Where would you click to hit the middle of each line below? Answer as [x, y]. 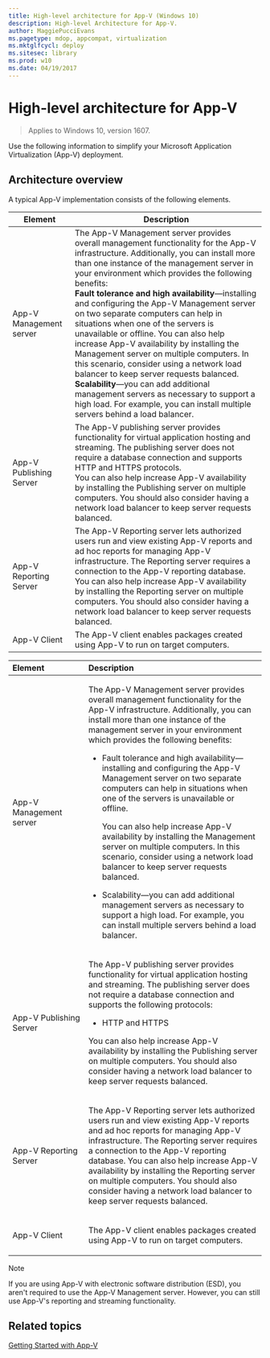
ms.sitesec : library [43, 53]
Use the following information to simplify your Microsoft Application [120, 146]
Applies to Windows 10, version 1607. [89, 130]
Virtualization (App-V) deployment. [66, 155]
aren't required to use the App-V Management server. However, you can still [134, 1292]
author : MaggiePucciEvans [51, 31]
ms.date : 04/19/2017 [43, 68]
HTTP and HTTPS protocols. [129, 467]
